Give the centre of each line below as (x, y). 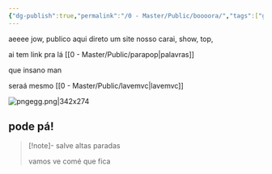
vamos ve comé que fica (69, 161)
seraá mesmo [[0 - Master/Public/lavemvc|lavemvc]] (96, 85)
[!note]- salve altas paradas (74, 146)
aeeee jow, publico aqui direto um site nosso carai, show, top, (111, 39)
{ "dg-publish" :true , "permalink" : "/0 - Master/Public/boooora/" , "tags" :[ (134, 16)
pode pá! (31, 127)
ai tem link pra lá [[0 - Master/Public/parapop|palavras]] (101, 54)
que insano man (35, 70)
